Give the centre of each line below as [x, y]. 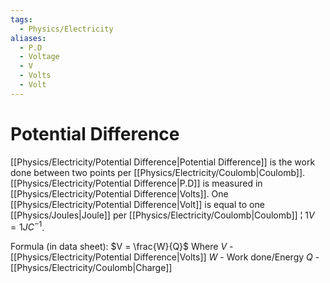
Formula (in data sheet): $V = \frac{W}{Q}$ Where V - [122, 247]
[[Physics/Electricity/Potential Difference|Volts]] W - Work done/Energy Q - [165, 257]
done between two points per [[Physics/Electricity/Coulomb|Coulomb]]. [158, 172]
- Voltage [39, 57]
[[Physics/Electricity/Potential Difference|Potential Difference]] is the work [163, 162]
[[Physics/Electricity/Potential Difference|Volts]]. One [119, 193]
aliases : [28, 38]
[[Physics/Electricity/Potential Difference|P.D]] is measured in [136, 183]
